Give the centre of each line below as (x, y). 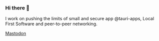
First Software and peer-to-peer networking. (51, 24)
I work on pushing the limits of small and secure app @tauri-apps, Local (80, 19)
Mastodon (16, 34)
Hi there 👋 (18, 8)
